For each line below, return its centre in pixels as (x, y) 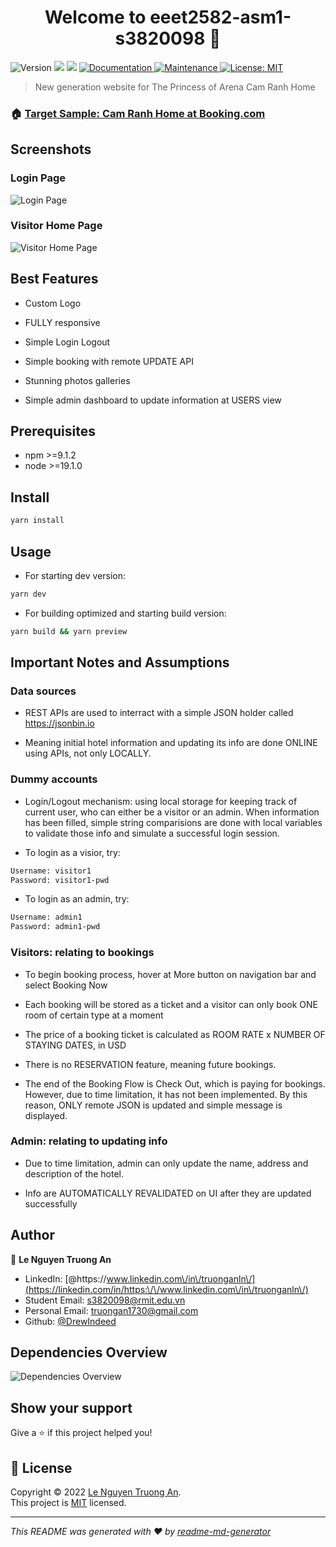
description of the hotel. (74, 1173)
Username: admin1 (46, 917)
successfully (51, 1203)
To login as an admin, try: (77, 899)
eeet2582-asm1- (220, 17)
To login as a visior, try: (72, 852)
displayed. (46, 1115)
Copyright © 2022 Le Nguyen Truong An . (96, 1492)
